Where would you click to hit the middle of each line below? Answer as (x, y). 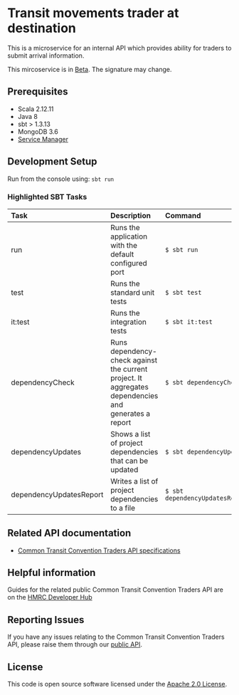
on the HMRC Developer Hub (50, 597)
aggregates (129, 387)
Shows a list (130, 434)
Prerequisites (38, 92)
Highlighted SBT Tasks (47, 197)
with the (123, 245)
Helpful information (52, 573)
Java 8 (27, 116)
